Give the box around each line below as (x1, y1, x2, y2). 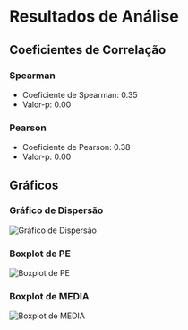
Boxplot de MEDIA (9, 290, 90, 303)
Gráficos (9, 177, 59, 192)
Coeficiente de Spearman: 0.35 (21, 89, 138, 100)
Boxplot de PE (9, 247, 72, 260)
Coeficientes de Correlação (9, 42, 167, 58)
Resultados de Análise (9, 6, 179, 27)
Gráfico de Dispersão (9, 204, 104, 217)
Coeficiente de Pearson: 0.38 (21, 142, 131, 153)
